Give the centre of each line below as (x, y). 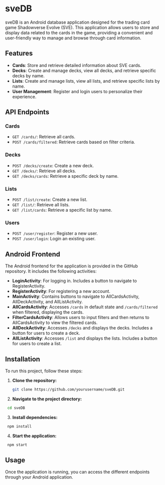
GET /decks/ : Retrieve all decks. (44, 171)
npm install (19, 426)
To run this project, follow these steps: (44, 371)
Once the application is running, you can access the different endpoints (77, 472)
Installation (23, 359)
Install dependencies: (35, 417)
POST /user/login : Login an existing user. (54, 239)
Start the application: (34, 436)
